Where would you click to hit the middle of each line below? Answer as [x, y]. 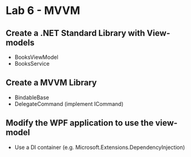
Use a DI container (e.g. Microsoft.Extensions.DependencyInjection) [100, 147]
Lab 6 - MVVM [43, 11]
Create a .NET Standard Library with [75, 33]
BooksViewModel [36, 57]
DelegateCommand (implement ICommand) [69, 103]
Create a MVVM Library [51, 83]
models [20, 42]
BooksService [32, 64]
